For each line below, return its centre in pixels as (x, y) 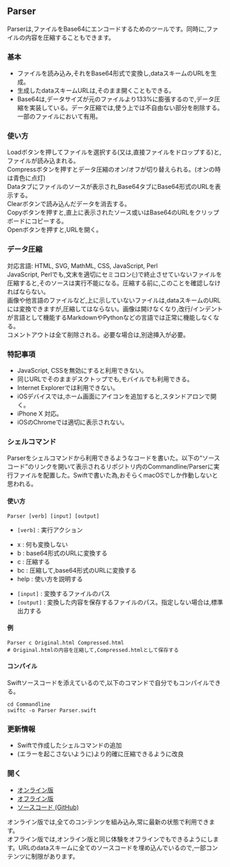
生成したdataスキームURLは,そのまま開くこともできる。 (96, 91)
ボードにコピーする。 (37, 221)
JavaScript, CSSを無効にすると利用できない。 (82, 370)
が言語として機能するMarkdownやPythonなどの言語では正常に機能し (104, 317)
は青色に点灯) (26, 178)
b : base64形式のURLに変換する (62, 553)
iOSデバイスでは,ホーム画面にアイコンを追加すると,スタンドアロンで (114, 396)
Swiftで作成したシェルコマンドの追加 (69, 745)
